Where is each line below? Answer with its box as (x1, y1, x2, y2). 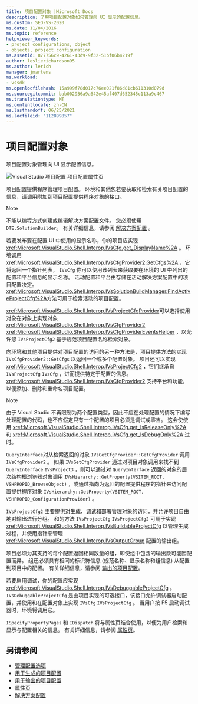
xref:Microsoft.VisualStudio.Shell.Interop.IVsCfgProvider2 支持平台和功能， (6, 378, 189, 385)
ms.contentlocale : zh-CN (6, 101, 67, 108)
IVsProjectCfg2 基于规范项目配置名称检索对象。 (17, 335, 134, 343)
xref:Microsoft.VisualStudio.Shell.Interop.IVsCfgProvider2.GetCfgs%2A (6, 259, 179, 266)
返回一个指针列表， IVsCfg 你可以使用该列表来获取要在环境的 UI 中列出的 (11, 267, 188, 274)
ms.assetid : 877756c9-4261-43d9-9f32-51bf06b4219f (6, 52, 133, 58)
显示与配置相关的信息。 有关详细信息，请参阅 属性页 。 (6, 626, 138, 634)
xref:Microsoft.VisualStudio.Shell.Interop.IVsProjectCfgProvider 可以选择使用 (6, 307, 190, 314)
